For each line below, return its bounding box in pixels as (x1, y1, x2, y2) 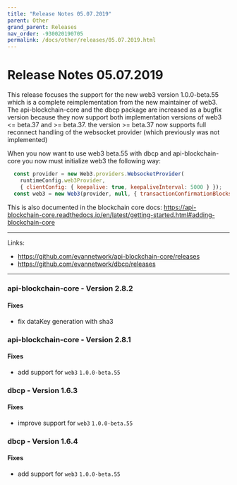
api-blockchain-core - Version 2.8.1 (7, 334, 132, 344)
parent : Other (7, 17, 49, 24)
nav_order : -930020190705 (7, 30, 83, 37)
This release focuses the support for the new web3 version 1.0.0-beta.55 (7, 90, 219, 99)
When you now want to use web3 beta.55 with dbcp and (7, 149, 171, 158)
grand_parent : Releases (7, 23, 78, 30)
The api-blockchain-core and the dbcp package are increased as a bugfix (7, 105, 222, 114)
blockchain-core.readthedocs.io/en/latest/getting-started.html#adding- (7, 210, 215, 219)
